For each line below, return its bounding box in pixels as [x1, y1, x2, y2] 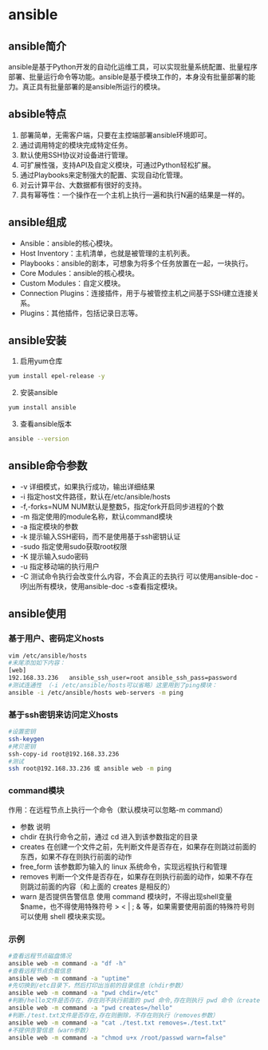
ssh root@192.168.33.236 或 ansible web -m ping [8, 764, 171, 773]
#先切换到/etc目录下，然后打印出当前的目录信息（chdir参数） [8, 981, 187, 990]
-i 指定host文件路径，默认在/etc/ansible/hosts [19, 491, 171, 501]
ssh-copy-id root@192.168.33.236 [8, 750, 120, 758]
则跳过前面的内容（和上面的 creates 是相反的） [19, 882, 175, 891]
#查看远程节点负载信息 [8, 967, 72, 975]
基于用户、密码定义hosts [8, 633, 104, 644]
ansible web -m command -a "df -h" [8, 959, 127, 967]
